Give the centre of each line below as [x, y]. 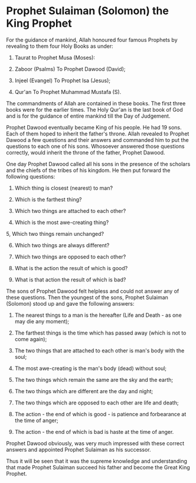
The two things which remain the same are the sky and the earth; [94, 380]
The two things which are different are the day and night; [84, 391]
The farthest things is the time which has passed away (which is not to [100, 333]
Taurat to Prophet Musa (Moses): [55, 57]
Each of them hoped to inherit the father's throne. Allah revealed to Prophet [98, 134]
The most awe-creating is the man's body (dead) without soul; [91, 368]
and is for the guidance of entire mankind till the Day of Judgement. [88, 116]
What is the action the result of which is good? [71, 268]
